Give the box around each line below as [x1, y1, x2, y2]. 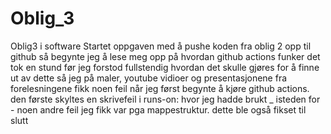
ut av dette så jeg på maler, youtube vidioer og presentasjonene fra [10, 72, 288, 84]
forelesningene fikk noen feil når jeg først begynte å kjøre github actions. [10, 82, 310, 94]
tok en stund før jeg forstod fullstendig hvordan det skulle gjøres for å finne [10, 61, 320, 73]
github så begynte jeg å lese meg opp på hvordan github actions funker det [10, 50, 321, 62]
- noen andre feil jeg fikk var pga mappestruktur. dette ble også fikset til [10, 103, 307, 116]
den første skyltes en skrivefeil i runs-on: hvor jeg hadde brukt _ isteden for [10, 93, 321, 105]
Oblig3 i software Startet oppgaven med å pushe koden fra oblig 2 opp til [10, 40, 312, 52]
